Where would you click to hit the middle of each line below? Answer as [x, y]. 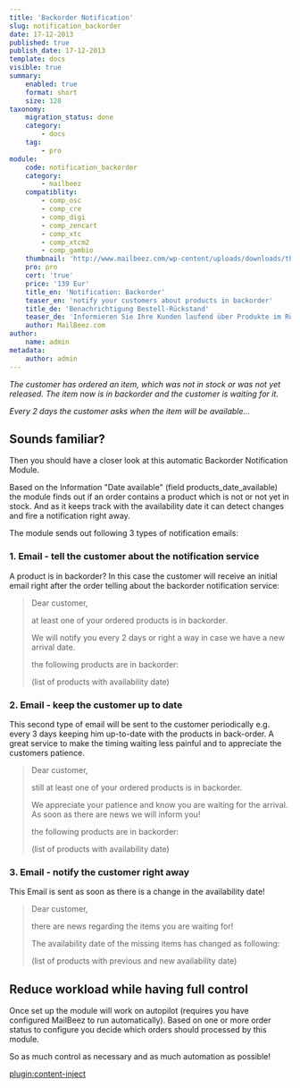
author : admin [51, 359]
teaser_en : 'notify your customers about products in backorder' [150, 301]
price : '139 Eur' [58, 284]
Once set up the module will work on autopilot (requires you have [129, 1011]
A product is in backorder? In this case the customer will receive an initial [144, 576]
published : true [39, 42]
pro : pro [42, 268]
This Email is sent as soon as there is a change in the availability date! [137, 892]
